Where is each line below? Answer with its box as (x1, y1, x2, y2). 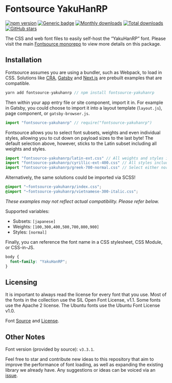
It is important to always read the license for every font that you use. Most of (5, 291, 167, 297)
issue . (5, 372, 18, 379)
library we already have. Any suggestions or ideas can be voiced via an (5, 367, 156, 373)
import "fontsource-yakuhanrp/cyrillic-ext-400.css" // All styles (5, 160, 153, 165)
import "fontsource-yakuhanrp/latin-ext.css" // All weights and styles (5, 156, 164, 161)
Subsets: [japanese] (12, 218, 56, 224)
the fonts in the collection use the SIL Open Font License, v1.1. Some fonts (5, 297, 161, 303)
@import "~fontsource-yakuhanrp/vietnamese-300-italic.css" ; (5, 189, 139, 194)
